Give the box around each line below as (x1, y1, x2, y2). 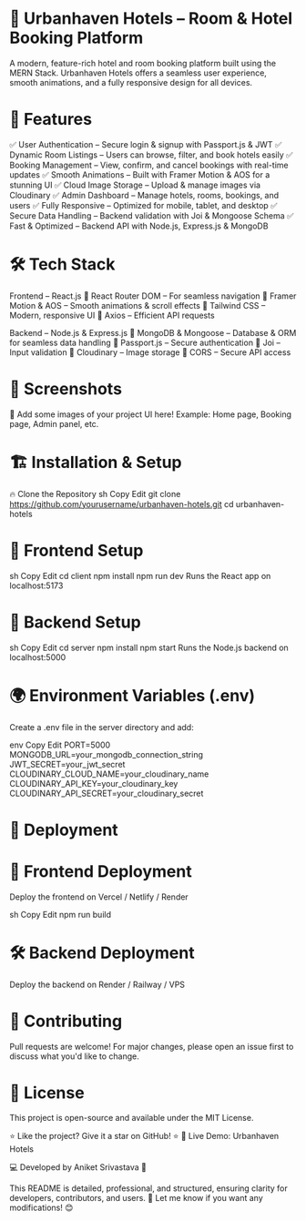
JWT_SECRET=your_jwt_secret (9, 758, 126, 769)
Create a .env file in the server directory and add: (9, 721, 194, 732)
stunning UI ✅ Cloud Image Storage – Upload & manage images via (9, 179, 261, 190)
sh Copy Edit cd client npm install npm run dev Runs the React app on (9, 570, 271, 581)
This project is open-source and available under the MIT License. (9, 1113, 254, 1124)
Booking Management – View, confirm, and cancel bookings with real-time (9, 159, 289, 170)
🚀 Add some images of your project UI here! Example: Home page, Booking (9, 409, 291, 420)
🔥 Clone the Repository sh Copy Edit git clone (9, 488, 181, 499)
